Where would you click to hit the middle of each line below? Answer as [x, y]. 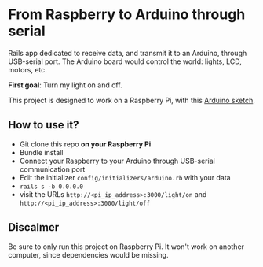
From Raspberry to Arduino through [127, 15]
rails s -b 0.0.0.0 [51, 187]
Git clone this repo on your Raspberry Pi [85, 144]
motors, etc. [27, 69]
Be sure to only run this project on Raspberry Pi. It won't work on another [126, 247]
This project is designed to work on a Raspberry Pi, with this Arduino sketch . [131, 100]
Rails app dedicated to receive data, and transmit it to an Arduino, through [128, 53]
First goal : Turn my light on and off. [66, 85]
